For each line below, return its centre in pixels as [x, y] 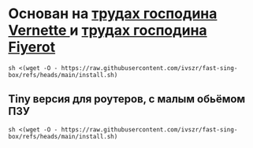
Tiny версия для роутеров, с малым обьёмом [127, 99]
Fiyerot [32, 47]
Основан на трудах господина [113, 14]
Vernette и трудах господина [108, 30]
